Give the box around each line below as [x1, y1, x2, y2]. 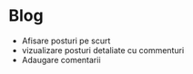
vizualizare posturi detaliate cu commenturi [21, 44, 185, 55]
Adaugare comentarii [21, 54, 101, 65]
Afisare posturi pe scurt [21, 35, 111, 46]
